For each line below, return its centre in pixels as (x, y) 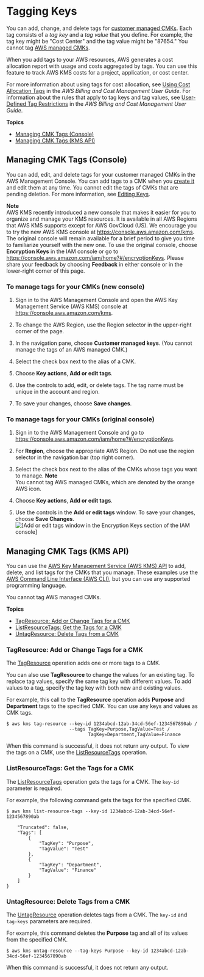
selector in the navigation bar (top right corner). (75, 457)
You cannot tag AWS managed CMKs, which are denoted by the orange (105, 482)
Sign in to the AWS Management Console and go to (79, 433)
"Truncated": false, (43, 827)
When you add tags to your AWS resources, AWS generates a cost (90, 59)
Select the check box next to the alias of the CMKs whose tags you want (106, 470)
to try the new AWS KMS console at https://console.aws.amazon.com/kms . (100, 232)
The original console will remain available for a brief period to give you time (100, 238)
